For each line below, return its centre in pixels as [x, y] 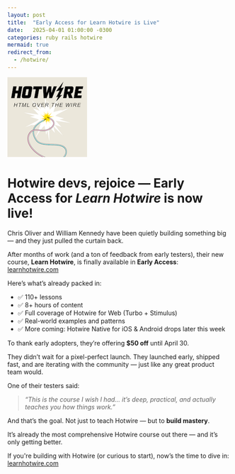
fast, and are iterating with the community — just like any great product [111, 364]
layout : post [27, 15]
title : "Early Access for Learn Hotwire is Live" [84, 22]
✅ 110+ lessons [40, 297]
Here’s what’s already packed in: [55, 283]
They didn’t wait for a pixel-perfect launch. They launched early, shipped [114, 357]
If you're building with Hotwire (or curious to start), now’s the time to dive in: [118, 456]
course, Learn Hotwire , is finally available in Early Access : [93, 262]
